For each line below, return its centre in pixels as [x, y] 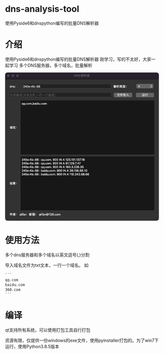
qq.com [12, 280]
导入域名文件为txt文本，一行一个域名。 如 [47, 265]
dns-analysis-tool [42, 9]
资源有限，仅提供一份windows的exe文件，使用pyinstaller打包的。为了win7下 [82, 340]
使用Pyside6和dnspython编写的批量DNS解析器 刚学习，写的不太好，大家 [78, 59]
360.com [13, 290]
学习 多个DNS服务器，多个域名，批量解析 [51, 65]
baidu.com [15, 285]
